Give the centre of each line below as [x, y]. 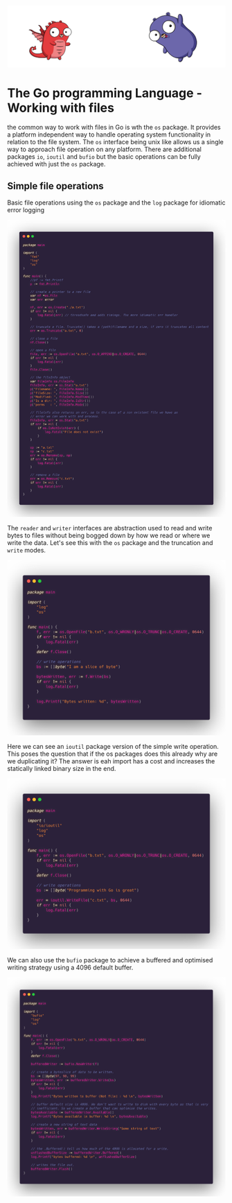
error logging [26, 209]
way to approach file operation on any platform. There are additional [105, 149]
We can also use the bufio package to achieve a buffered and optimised [110, 960]
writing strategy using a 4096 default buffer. [70, 968]
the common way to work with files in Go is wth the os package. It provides [114, 128]
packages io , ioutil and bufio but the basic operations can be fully [104, 157]
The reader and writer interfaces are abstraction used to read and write [110, 528]
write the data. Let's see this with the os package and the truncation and [110, 543]
